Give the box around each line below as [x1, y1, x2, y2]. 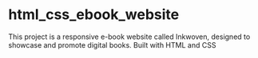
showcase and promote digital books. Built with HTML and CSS [8, 40, 216, 49]
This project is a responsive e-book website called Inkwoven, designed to [8, 32, 251, 41]
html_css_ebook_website [8, 6, 180, 24]
